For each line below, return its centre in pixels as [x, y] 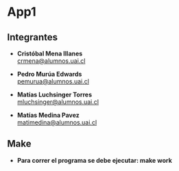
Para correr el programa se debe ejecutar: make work [95, 160]
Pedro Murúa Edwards [49, 74]
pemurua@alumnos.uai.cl [53, 81]
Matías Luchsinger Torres [55, 94]
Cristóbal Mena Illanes [50, 53]
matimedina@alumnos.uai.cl [57, 122]
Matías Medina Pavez [48, 115]
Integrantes [33, 37]
